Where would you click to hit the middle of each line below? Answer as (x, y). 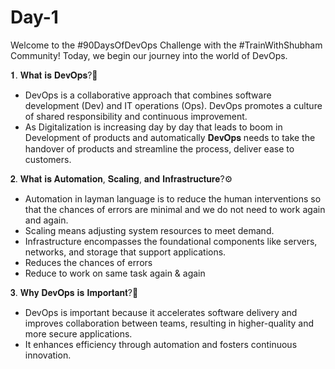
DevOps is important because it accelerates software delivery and (161, 312)
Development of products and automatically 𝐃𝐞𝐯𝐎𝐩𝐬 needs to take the (170, 137)
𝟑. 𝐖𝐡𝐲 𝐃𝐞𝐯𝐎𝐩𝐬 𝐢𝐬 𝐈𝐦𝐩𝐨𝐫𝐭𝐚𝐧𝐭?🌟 (74, 292)
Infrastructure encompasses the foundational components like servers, (171, 241)
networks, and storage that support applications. (125, 252)
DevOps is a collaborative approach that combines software (148, 95)
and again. (46, 220)
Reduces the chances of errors (88, 262)
